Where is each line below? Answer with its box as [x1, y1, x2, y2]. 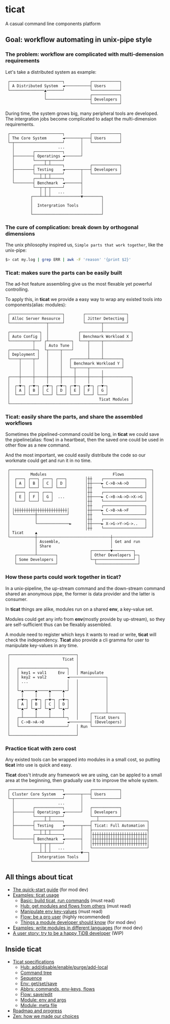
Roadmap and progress [12, 1008, 62, 1014]
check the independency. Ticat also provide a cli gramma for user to [5, 637, 150, 643]
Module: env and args [20, 996, 66, 1003]
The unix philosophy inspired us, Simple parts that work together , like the [5, 242, 163, 248]
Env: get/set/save [20, 980, 58, 987]
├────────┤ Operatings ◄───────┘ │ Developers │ [12, 809, 123, 815]
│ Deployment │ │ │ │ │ [7, 352, 104, 357]
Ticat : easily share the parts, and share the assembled [5, 413, 143, 420]
